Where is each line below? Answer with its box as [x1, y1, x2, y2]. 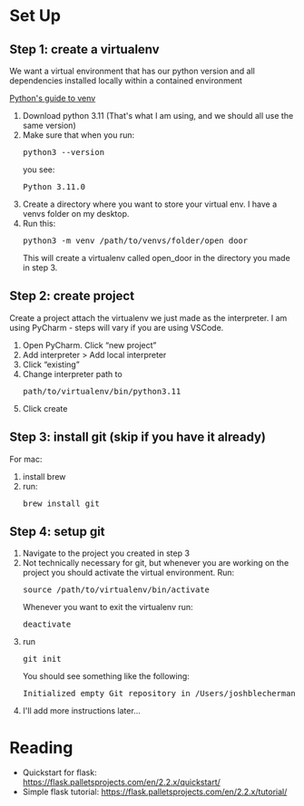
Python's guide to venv [9, 92, 96, 103]
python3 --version [22, 147, 105, 157]
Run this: [22, 218, 56, 228]
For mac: [9, 453, 43, 464]
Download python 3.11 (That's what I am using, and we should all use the [22, 111, 294, 121]
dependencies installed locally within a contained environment [9, 75, 243, 86]
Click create [22, 403, 68, 413]
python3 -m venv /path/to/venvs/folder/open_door [22, 236, 248, 246]
